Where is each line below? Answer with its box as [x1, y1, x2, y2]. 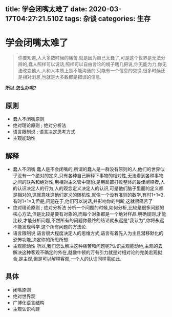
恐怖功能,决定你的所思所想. [12, 236, 70, 242]
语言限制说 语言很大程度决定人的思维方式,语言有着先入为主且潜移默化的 [12, 230, 164, 236]
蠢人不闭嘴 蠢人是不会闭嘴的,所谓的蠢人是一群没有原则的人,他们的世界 [12, 166, 160, 172]
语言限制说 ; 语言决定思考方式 [12, 129, 75, 135]
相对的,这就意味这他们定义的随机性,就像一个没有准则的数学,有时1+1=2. [17, 192, 165, 198]
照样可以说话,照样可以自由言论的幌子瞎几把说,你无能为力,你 [37, 61, 162, 68]
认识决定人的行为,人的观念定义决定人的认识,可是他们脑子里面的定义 [17, 185, 159, 191]
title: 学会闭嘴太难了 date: [5, 5, 88, 14]
